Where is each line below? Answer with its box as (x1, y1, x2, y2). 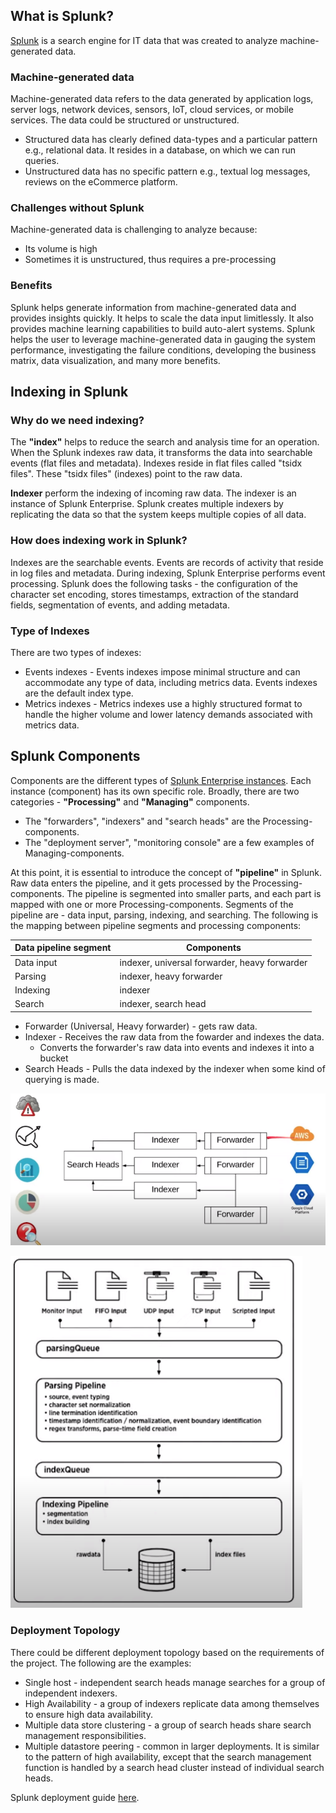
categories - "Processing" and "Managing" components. (10, 795, 250, 808)
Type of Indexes (10, 624, 90, 638)
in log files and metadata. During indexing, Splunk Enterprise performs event (10, 567, 326, 579)
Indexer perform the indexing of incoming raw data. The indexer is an (10, 487, 297, 499)
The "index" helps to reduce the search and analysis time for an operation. (10, 436, 320, 448)
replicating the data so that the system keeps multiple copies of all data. (10, 509, 307, 521)
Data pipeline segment (14, 942, 112, 954)
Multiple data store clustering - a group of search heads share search (24, 1719, 312, 1731)
